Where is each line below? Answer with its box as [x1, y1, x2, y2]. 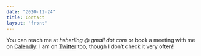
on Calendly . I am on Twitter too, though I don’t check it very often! [6, 43, 174, 50]
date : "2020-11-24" [6, 8, 56, 15]
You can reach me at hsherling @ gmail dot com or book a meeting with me [6, 37, 196, 44]
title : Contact [6, 14, 45, 20]
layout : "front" [6, 20, 48, 26]
